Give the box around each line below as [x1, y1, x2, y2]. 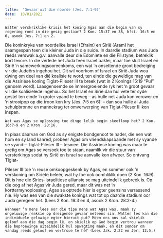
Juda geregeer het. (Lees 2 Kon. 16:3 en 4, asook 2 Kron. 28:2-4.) [5, 197, 137, 203]
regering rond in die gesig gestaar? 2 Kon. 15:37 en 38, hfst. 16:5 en [5, 29, 156, 34]
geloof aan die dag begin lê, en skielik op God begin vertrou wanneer [5, 220, 153, 224]
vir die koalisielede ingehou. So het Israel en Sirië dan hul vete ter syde [5, 88, 147, 94]
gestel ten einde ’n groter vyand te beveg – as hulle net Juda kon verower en [5, 93, 159, 100]
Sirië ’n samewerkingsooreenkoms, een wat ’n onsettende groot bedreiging [5, 63, 156, 68]
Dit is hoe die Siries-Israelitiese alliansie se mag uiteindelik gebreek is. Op [5, 177, 153, 183]
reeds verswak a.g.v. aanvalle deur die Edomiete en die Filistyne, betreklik [5, 52, 153, 58]
